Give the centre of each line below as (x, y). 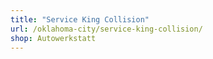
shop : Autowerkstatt (53, 38)
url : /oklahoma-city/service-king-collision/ (106, 29)
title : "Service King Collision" (80, 19)
